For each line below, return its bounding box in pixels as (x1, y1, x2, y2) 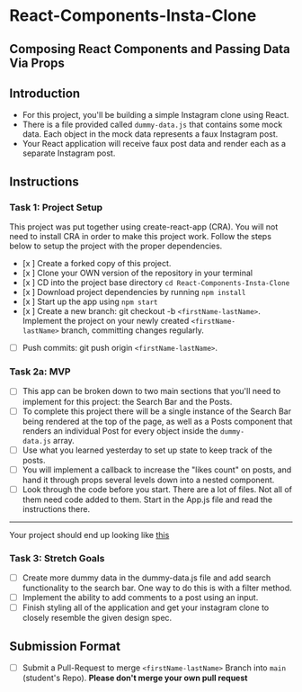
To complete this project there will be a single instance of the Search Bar (22, 406, 292, 417)
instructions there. (22, 503, 91, 514)
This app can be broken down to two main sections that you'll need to (22, 386, 281, 397)
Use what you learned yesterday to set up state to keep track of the (22, 445, 272, 455)
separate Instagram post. (22, 148, 116, 158)
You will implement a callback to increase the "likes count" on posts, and (22, 464, 292, 475)
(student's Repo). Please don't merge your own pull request (22, 672, 248, 684)
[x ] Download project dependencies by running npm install (22, 287, 246, 298)
